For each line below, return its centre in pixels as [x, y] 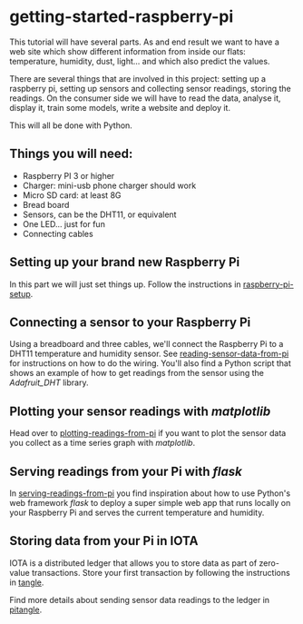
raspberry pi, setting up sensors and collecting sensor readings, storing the [151, 88]
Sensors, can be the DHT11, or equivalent [99, 214]
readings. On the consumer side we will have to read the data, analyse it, [145, 98]
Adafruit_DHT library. [49, 382]
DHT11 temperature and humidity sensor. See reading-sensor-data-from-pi [149, 354]
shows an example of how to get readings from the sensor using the [137, 373]
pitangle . [26, 609]
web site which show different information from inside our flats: [128, 51]
